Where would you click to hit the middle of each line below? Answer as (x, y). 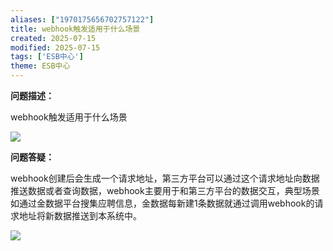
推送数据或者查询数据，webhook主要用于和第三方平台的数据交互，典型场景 (165, 190)
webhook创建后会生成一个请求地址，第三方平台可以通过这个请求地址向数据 (165, 178)
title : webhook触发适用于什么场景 (75, 29)
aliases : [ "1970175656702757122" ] (82, 19)
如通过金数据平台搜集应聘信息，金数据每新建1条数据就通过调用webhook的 (162, 203)
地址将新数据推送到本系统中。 (80, 215)
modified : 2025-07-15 (55, 47)
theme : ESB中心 (40, 66)
